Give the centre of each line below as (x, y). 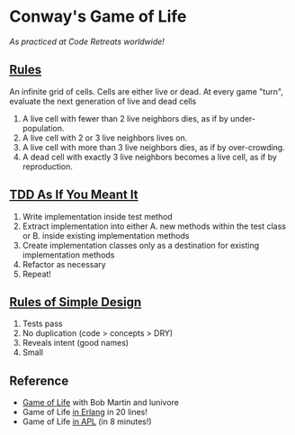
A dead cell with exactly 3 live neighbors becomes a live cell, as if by (149, 157)
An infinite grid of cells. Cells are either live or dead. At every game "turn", (146, 91)
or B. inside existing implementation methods (106, 235)
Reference (39, 381)
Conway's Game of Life (98, 17)
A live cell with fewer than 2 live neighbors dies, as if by (125, 118)
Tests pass (42, 324)
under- (243, 118)
